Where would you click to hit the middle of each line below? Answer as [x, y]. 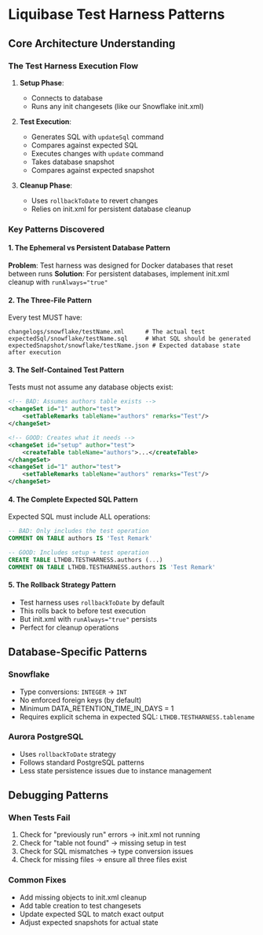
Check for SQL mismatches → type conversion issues [106, 851]
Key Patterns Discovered [56, 229]
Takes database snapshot [73, 162]
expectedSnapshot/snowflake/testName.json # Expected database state [124, 346]
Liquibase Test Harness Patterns [117, 15]
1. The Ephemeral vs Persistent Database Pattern [89, 248]
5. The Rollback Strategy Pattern [62, 585]
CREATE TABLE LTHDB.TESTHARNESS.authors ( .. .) [86, 560]
